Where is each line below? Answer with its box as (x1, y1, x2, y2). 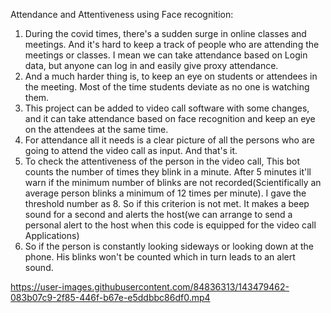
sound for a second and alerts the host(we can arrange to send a (24, 209, 293, 220)
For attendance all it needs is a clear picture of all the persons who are (24, 134, 316, 146)
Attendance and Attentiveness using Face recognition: (10, 9, 234, 20)
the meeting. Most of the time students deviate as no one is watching (24, 81, 310, 93)
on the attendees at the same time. (24, 124, 169, 135)
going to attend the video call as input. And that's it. (24, 145, 238, 156)
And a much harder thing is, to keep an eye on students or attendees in (24, 70, 318, 82)
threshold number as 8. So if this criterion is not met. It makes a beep (24, 198, 310, 209)
